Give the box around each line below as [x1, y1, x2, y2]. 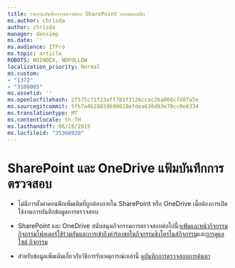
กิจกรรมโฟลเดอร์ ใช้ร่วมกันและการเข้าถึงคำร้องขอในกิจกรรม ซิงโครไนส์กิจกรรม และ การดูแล [17, 230, 224, 238]
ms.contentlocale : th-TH [7, 116, 81, 123]
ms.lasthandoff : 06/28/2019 [7, 122, 91, 130]
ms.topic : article [7, 50, 62, 58]
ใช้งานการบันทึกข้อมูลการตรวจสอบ [17, 208, 98, 216]
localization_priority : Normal [7, 63, 100, 70]
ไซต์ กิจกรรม [17, 237, 48, 246]
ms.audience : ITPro [7, 43, 66, 50]
